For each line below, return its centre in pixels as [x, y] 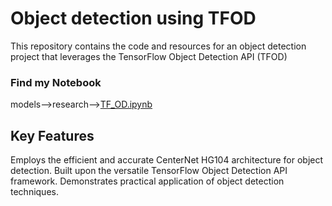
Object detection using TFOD [133, 18]
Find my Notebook [56, 82]
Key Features [52, 135]
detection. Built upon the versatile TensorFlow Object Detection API [149, 171]
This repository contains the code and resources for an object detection [158, 46]
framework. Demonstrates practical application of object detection [147, 181]
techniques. [34, 192]
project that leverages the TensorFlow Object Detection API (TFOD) [149, 56]
